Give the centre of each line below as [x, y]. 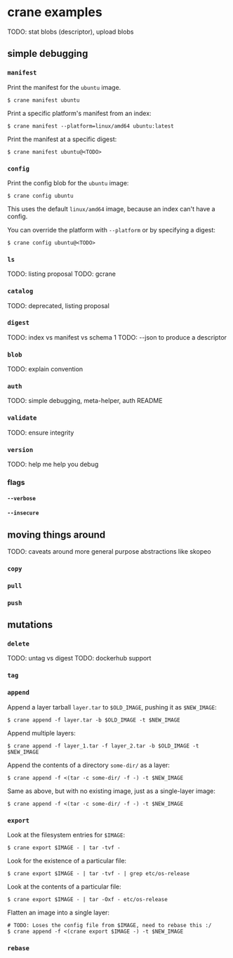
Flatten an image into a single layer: [59, 912]
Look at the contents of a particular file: [64, 886]
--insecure [23, 513]
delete [19, 644]
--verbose [22, 498]
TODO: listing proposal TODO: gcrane [61, 274]
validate [22, 418]
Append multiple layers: [41, 733]
